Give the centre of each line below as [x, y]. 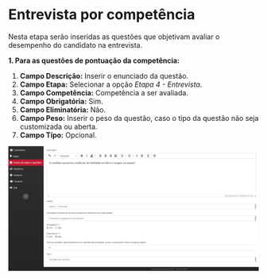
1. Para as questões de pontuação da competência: [94, 60]
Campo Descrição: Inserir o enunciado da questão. [104, 76]
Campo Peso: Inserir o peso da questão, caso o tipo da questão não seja [139, 118]
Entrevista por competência [102, 15]
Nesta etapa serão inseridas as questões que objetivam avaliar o [114, 37]
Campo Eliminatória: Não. [63, 110]
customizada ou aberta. [58, 126]
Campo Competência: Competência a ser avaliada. [104, 92]
